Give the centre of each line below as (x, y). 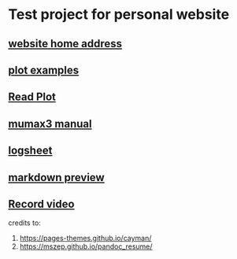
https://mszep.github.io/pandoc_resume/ (86, 246)
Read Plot (32, 97)
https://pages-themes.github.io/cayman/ (85, 239)
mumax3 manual (50, 124)
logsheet (30, 151)
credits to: (24, 223)
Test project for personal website (119, 15)
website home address (65, 44)
